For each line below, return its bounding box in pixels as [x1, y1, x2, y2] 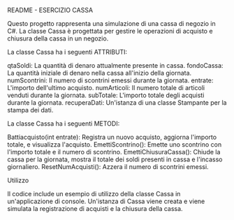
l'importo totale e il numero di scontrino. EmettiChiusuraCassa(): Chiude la [7, 148, 221, 156]
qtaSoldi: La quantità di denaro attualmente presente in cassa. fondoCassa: [7, 61, 224, 69]
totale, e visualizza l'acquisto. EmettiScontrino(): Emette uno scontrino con [7, 140, 222, 149]
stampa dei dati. [7, 106, 54, 114]
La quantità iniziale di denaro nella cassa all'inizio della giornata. [7, 69, 192, 77]
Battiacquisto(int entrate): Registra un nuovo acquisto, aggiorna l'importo [7, 133, 217, 141]
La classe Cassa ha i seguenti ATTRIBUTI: [7, 48, 128, 56]
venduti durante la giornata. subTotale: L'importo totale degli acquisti [7, 91, 205, 99]
